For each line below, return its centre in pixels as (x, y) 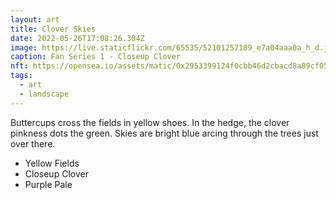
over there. (33, 143)
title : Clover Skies (53, 29)
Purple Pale (48, 184)
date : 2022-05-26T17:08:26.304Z (77, 38)
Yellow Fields (52, 163)
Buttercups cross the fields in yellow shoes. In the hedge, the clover (150, 122)
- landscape (44, 94)
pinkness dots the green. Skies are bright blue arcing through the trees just (164, 133)
